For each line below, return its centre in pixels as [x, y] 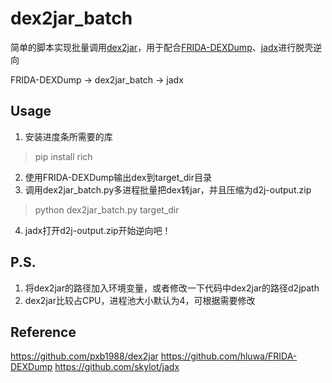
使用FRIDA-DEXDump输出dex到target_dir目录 [118, 177]
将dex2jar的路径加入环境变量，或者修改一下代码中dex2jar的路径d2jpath [172, 288]
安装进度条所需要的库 [68, 136]
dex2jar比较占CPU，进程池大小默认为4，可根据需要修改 [140, 300]
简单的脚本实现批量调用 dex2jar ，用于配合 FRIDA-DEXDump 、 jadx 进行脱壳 [162, 47]
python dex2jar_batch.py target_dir [107, 209]
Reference [43, 332]
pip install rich [63, 156]
